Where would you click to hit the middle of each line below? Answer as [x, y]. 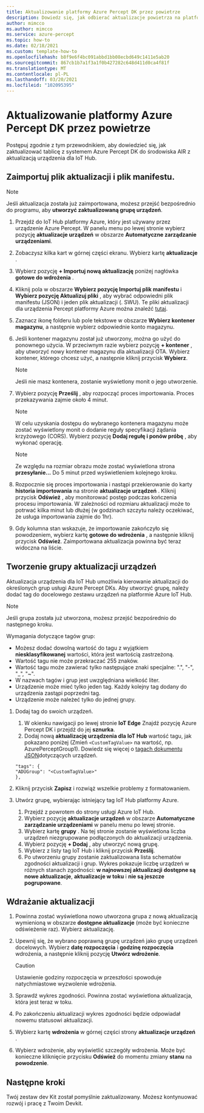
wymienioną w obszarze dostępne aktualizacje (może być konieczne [102, 923]
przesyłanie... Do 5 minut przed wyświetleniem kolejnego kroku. [96, 472]
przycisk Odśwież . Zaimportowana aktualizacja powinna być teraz [98, 541]
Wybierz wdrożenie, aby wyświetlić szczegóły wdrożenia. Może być [100, 1050]
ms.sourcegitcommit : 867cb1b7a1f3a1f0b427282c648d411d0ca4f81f [88, 63]
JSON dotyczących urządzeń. [61, 755]
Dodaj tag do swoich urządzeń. [54, 711]
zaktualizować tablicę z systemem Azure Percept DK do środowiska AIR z [99, 151]
